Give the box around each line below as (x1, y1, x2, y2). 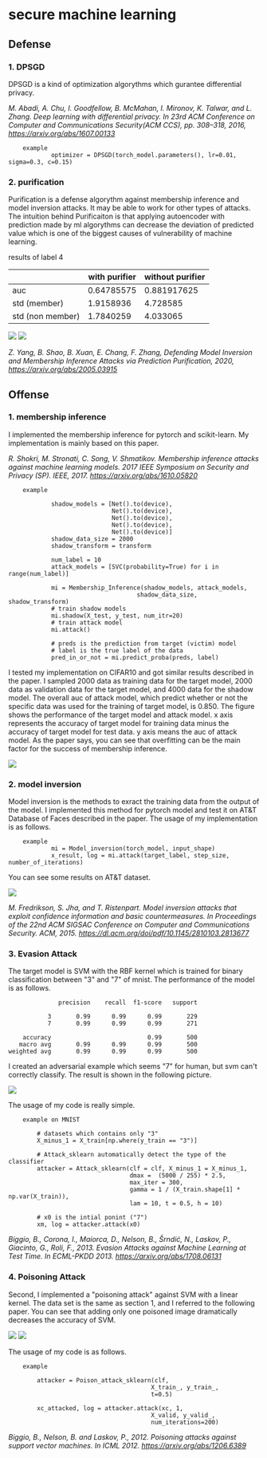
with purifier (88, 271, 137, 282)
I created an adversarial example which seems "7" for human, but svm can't (8, 1062, 257, 1071)
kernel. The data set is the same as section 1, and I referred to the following (8, 1298, 255, 1307)
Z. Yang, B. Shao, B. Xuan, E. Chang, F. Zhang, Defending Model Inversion (8, 348, 253, 357)
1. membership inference (8, 412, 107, 423)
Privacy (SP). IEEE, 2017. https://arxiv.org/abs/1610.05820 (8, 471, 198, 480)
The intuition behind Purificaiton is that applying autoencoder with (8, 211, 226, 221)
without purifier (144, 271, 206, 282)
